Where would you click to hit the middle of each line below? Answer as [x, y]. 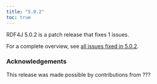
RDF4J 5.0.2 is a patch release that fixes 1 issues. [68, 34]
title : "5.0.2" [25, 12]
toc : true [19, 17]
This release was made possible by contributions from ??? [78, 74]
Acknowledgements [37, 62]
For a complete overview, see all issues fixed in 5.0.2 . [72, 46]
